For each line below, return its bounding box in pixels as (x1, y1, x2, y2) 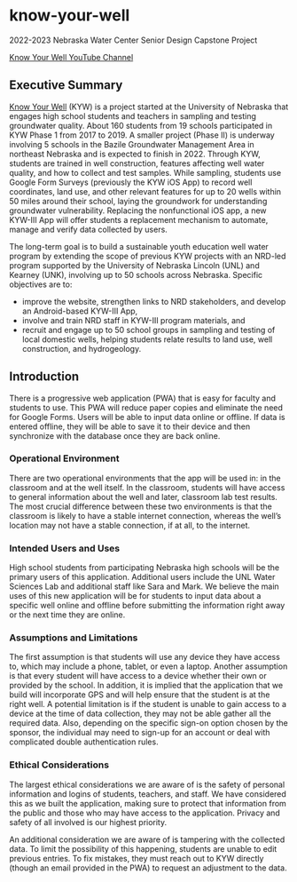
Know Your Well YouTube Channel (9, 52, 134, 62)
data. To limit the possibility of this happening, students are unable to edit (9, 843, 277, 854)
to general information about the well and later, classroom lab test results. (9, 491, 277, 502)
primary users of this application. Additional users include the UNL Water (9, 572, 276, 583)
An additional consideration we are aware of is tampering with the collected (9, 834, 285, 845)
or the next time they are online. (9, 609, 126, 620)
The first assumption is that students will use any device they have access (9, 652, 281, 663)
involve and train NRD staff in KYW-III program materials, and (21, 314, 246, 325)
